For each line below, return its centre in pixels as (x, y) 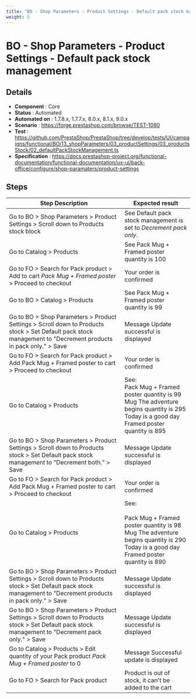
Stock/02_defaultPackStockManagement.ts (66, 150)
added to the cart (148, 688)
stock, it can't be (147, 680)
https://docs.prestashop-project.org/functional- (110, 156)
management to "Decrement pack (55, 632)
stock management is (154, 221)
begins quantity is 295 (155, 409)
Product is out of (147, 673)
